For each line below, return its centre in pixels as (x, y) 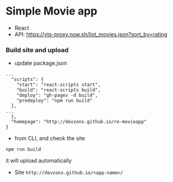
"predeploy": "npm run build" (55, 101)
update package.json (41, 63)
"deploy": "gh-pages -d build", (57, 96)
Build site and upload (37, 50)
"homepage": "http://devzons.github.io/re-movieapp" (79, 122)
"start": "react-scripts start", (59, 85)
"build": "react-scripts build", (59, 90)
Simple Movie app (52, 11)
